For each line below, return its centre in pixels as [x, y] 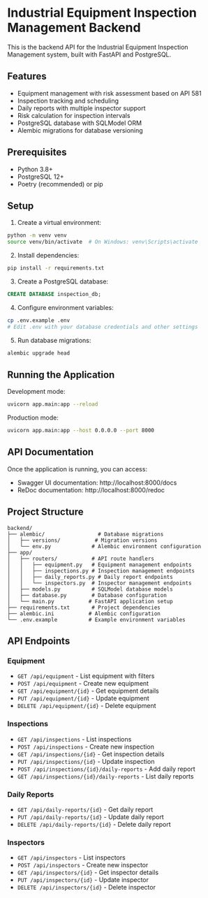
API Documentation [51, 452]
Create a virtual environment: [59, 223]
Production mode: [33, 418]
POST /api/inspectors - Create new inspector [83, 865]
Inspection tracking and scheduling [68, 101]
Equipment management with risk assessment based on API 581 [109, 93]
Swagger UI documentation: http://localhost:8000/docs [97, 483]
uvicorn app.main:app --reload [53, 404]
